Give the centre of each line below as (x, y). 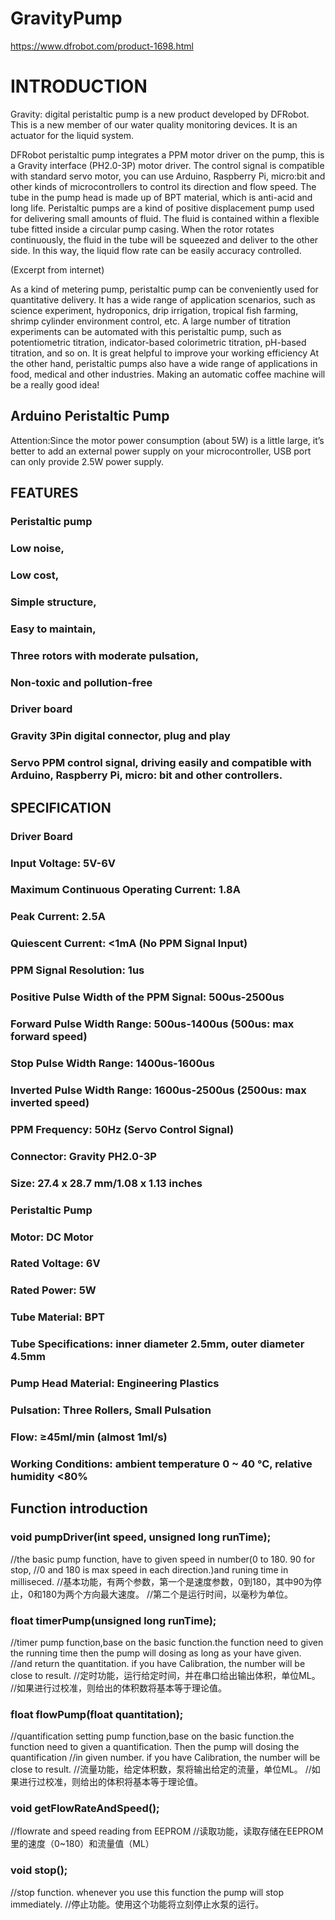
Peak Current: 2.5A (58, 917)
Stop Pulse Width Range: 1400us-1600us (112, 1063)
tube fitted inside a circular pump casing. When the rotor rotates (142, 229)
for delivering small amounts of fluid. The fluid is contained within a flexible (165, 218)
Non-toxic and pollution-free (81, 682)
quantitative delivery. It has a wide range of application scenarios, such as (163, 299)
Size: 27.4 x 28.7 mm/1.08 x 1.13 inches (106, 1183)
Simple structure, (53, 602)
